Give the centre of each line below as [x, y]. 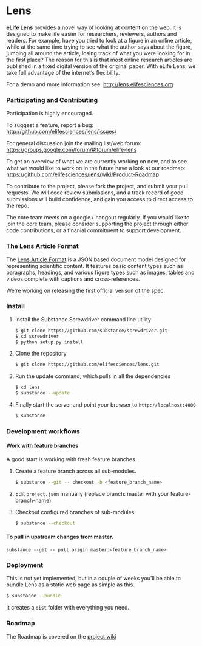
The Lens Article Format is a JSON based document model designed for [96, 259]
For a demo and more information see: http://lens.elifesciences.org [90, 84]
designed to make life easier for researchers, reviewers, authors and [92, 33]
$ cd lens [28, 387]
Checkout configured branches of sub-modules [75, 512]
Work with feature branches [42, 446]
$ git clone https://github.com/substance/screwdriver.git [91, 331]
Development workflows [43, 431]
